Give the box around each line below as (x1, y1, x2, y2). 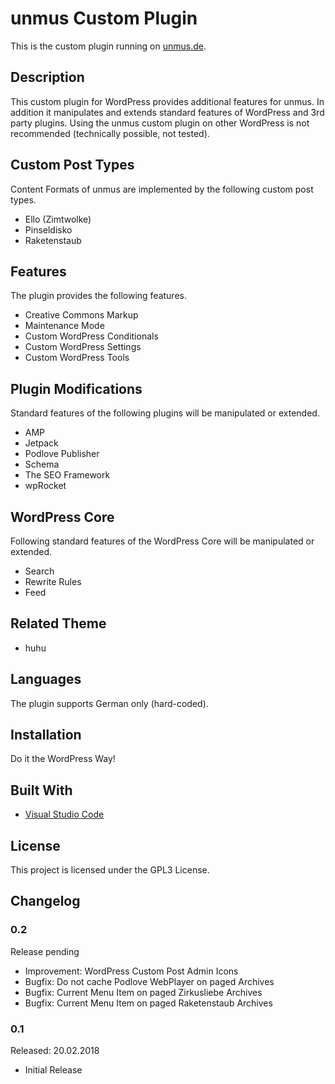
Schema (24, 458, 60, 471)
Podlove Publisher (24, 448, 100, 460)
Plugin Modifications (10, 380, 143, 397)
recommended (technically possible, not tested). (10, 127, 210, 139)
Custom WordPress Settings (24, 341, 142, 353)
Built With (10, 782, 73, 799)
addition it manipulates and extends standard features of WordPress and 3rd (10, 106, 325, 118)
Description (10, 69, 85, 86)
